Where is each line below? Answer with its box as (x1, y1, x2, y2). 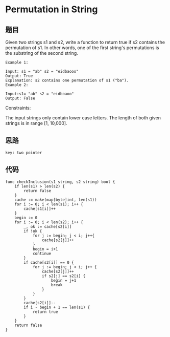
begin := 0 (14, 215, 38, 220)
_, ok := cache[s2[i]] (23, 224, 72, 229)
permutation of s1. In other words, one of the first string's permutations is (5, 45, 159, 51)
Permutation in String (5, 4, 98, 15)
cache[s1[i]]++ (23, 206, 56, 211)
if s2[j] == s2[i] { (41, 273, 86, 279)
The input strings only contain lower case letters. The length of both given (5, 115, 161, 121)
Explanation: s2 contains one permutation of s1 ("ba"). (5, 78, 129, 83)
